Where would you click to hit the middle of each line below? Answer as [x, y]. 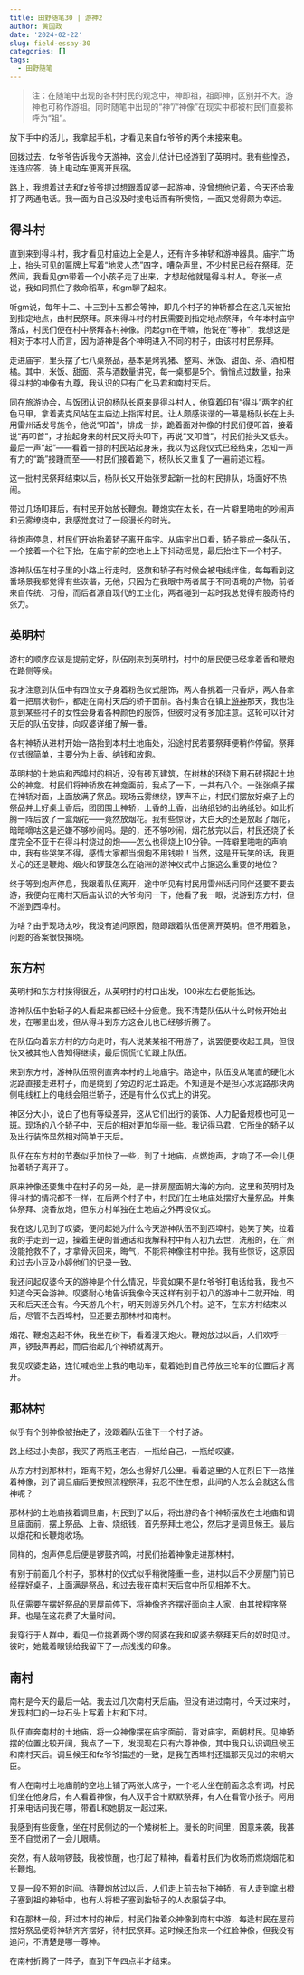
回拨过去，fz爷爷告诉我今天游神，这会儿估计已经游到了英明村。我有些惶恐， [152, 156]
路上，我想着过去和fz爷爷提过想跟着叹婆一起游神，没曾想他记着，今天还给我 [152, 187]
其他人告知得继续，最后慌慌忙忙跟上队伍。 [112, 1052]
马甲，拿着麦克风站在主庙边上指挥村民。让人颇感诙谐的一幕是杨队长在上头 [156, 413]
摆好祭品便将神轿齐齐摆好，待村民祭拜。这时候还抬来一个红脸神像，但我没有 [152, 1930]
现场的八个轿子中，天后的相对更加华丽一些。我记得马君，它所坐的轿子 [156, 1125]
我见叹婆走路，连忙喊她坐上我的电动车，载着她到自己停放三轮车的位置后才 [148, 1365]
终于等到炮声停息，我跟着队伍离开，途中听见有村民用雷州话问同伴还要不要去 [152, 883]
